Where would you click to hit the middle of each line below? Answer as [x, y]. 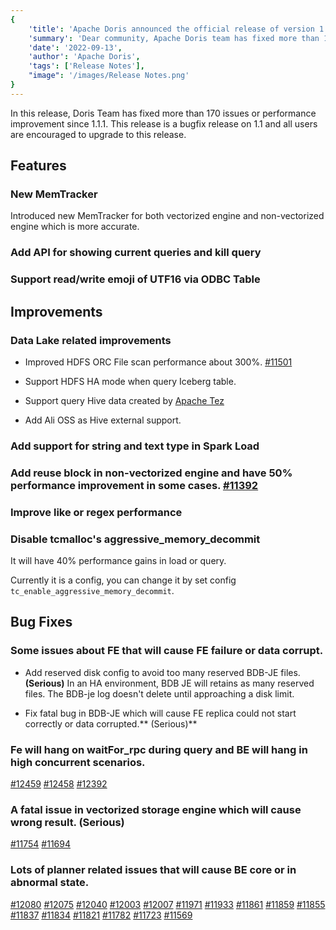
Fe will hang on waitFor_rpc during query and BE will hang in [159, 749]
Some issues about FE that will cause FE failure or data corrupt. [167, 651]
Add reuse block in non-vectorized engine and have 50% [151, 473]
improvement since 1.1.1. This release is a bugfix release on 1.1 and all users [164, 123]
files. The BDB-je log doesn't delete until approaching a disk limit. [159, 693]
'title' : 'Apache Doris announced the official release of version [171, 29]
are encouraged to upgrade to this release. [98, 134]
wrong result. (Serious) [67, 822]
